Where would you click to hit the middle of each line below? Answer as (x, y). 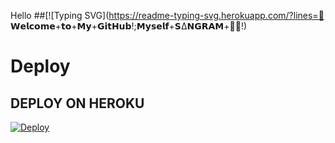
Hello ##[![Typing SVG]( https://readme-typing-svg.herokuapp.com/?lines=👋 (167, 15)
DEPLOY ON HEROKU (77, 103)
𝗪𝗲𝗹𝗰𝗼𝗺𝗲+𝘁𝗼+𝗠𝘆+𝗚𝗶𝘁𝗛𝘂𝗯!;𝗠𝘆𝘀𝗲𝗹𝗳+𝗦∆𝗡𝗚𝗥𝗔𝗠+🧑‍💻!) (129, 26)
